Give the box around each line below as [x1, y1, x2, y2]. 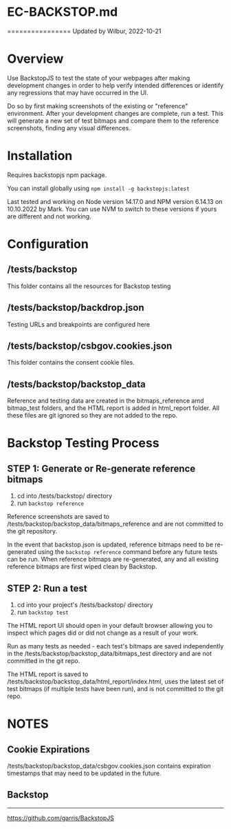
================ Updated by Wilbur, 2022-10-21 [7, 27, 162, 35]
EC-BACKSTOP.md [7, 4, 118, 20]
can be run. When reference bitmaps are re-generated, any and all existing [7, 555, 219, 564]
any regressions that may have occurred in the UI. [7, 88, 149, 96]
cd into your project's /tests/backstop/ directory [16, 601, 153, 609]
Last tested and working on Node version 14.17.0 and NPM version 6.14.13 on [7, 197, 223, 205]
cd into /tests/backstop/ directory [16, 492, 113, 500]
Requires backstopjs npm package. [7, 170, 107, 179]
